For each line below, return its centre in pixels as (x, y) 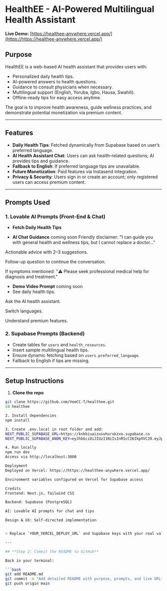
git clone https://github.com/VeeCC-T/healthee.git (60, 402)
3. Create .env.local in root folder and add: (54, 429)
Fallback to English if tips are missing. (51, 360)
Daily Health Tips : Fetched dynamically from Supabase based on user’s (86, 145)
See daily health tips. (34, 292)
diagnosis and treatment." (32, 277)
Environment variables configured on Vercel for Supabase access (74, 479)
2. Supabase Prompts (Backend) (45, 334)
